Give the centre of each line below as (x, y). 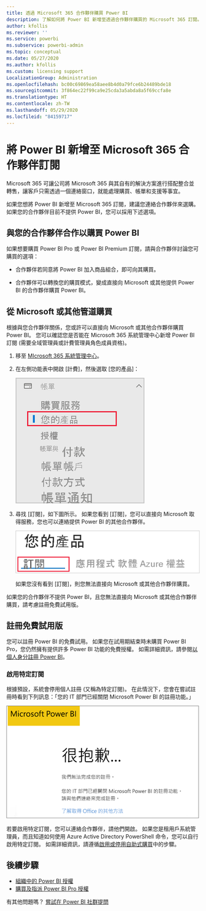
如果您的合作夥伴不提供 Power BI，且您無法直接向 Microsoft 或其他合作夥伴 (102, 596)
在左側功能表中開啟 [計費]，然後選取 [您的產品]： (77, 369)
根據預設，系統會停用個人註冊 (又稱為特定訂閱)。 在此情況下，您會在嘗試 (99, 689)
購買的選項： (22, 256)
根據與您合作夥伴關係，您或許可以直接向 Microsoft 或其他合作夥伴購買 (95, 327)
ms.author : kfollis (31, 65)
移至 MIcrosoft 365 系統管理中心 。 (59, 356)
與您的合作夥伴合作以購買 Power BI (73, 233)
